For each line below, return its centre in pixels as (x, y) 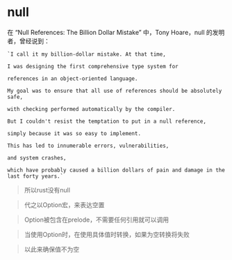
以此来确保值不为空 (52, 249)
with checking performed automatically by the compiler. (91, 109)
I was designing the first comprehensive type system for (93, 66)
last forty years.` (35, 176)
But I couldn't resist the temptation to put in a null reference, (107, 121)
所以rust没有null (47, 190)
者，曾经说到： (28, 41)
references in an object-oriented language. (73, 78)
